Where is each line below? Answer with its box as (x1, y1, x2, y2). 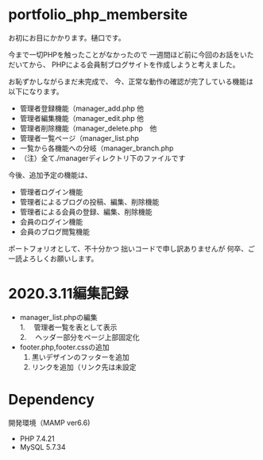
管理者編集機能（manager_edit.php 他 (19, 113, 145, 123)
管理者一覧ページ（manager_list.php (19, 133, 139, 142)
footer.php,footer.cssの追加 (19, 342, 110, 352)
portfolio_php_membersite (8, 6, 188, 24)
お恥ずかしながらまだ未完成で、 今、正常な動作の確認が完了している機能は (8, 76, 253, 86)
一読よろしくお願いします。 (8, 253, 99, 263)
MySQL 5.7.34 (19, 442, 66, 451)
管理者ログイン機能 (19, 187, 83, 197)
